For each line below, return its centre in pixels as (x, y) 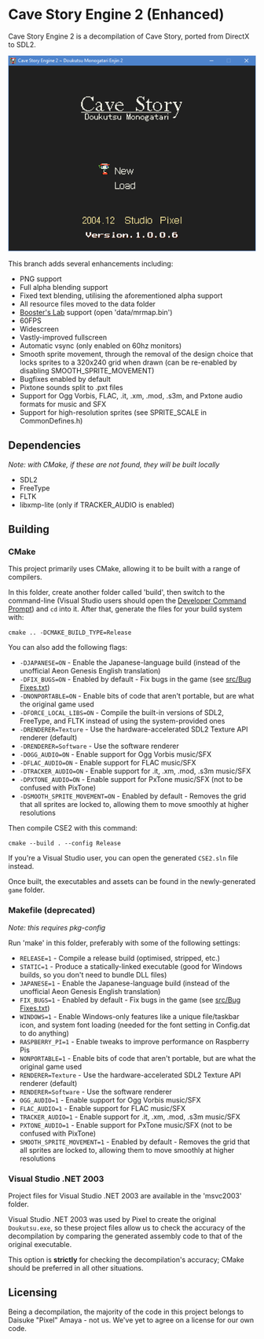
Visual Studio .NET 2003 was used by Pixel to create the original (112, 1220)
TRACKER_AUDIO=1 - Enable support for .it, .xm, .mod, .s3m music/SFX (130, 1117)
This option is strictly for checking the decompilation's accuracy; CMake (126, 1260)
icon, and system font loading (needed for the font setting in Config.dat (135, 1025)
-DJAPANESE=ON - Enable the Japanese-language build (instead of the (130, 662)
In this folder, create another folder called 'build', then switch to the (117, 592)
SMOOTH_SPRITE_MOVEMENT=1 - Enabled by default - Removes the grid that (135, 1142)
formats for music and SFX (63, 404)
